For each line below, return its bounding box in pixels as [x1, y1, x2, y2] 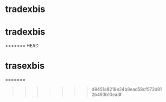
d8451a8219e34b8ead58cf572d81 [91, 86, 162, 93]
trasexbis [5, 60, 45, 72]
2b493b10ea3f [91, 92, 122, 98]
